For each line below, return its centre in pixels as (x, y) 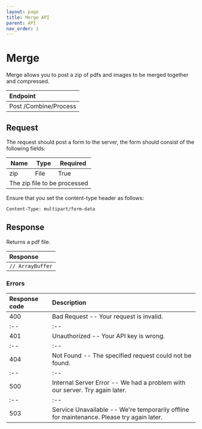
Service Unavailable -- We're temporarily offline (121, 410)
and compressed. (28, 81)
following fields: (26, 148)
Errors (16, 283)
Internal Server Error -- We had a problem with (119, 383)
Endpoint (23, 96)
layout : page (23, 12)
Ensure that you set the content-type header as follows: (75, 198)
